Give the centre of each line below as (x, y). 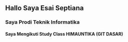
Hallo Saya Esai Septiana (45, 8)
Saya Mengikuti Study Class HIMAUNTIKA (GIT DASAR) (64, 34)
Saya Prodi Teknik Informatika (42, 22)
